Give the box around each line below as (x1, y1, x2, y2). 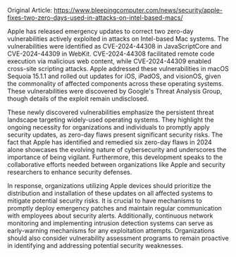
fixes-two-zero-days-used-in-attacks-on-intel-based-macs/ (7, 13, 183, 22)
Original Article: (7, 6, 53, 14)
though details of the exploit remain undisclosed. (7, 94, 149, 103)
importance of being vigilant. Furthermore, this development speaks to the (7, 153, 223, 161)
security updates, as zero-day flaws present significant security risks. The (7, 130, 223, 139)
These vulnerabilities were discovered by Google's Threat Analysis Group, (7, 87, 223, 95)
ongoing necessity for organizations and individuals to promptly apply (7, 123, 210, 131)
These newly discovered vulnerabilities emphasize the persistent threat (7, 108, 214, 116)
